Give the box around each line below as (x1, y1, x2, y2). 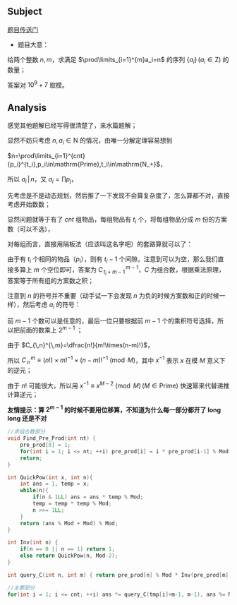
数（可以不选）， (7, 225, 54, 234)
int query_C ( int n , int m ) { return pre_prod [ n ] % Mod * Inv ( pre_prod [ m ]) (7, 571, 232, 578)
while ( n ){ (20, 487, 49, 494)
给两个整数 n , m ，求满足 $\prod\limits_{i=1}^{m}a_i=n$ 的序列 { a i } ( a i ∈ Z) (7, 55, 221, 66)
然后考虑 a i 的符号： (22, 300, 81, 310)
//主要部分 (7, 584, 35, 592)
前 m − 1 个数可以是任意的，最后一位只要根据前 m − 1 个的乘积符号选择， (7, 316, 218, 325)
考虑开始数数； (7, 200, 51, 208)
